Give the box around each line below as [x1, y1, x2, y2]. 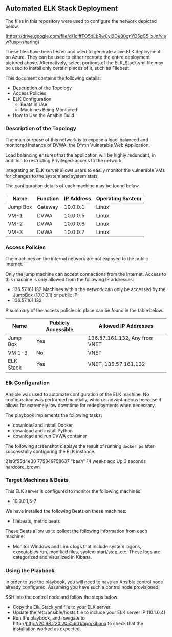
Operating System [96, 195, 142, 202]
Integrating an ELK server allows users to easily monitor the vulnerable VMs [5, 167, 165, 173]
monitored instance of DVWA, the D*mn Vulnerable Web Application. [5, 142, 150, 148]
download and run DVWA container [12, 433, 88, 439]
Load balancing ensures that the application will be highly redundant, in [5, 152, 156, 158]
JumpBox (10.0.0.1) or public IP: [12, 292, 79, 298]
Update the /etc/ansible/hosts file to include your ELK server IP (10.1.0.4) [12, 609, 166, 615]
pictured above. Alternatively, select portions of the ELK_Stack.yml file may [5, 59, 164, 66]
